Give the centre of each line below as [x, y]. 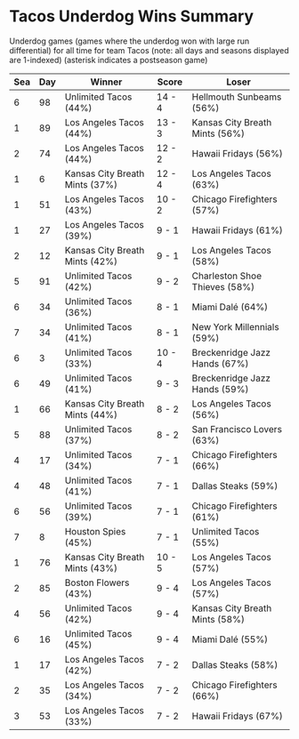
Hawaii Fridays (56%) [237, 153]
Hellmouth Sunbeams [237, 97]
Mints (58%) [218, 619]
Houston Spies [95, 531]
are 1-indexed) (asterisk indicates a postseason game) [109, 60]
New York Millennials [235, 326]
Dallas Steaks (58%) [235, 664]
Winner [106, 82]
